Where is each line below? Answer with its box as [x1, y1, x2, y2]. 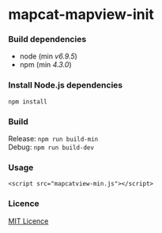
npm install [8, 97, 47, 106]
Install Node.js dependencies [8, 80, 123, 91]
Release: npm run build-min [8, 134, 99, 144]
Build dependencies [8, 34, 87, 45]
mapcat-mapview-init [8, 6, 154, 24]
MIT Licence [8, 216, 49, 226]
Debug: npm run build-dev [8, 142, 95, 152]
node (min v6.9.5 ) [19, 51, 77, 61]
